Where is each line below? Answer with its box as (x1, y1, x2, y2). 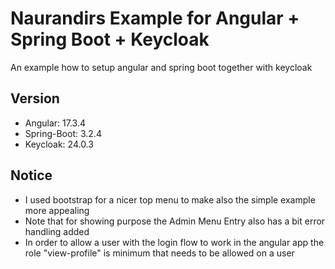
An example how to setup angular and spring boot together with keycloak (10, 61, 313, 73)
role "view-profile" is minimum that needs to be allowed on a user (24, 247, 295, 259)
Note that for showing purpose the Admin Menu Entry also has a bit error (24, 215, 326, 227)
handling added (24, 225, 90, 237)
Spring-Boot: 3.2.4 (24, 127, 102, 139)
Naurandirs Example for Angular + (10, 7, 300, 30)
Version (10, 90, 60, 107)
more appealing (24, 204, 90, 216)
